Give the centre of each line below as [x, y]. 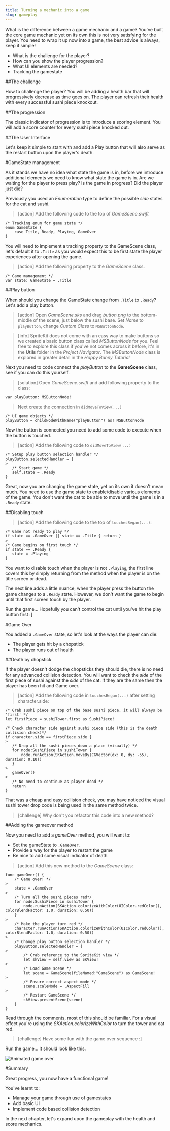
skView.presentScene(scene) [53, 1000]
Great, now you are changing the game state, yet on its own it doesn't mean [84, 486]
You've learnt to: [22, 1088]
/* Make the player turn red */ [48, 924]
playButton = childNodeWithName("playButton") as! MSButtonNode [75, 420]
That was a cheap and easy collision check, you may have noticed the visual [85, 800]
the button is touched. [28, 435]
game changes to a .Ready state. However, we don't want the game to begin [84, 594]
